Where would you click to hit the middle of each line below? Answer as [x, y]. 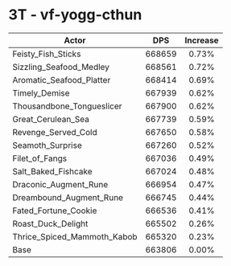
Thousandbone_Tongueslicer [67, 106]
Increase [202, 40]
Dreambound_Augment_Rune [68, 197]
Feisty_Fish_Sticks [47, 54]
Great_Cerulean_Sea [51, 119]
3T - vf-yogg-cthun [75, 15]
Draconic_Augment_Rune [60, 184]
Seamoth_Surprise [47, 145]
